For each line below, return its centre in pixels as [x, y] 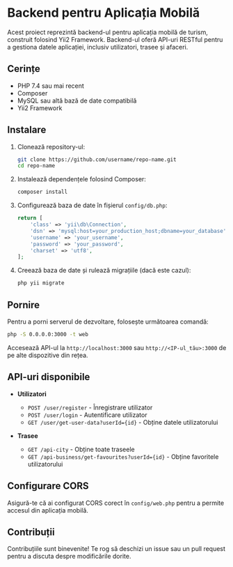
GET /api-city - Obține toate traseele [81, 449]
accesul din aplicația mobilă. [48, 510]
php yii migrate [41, 283]
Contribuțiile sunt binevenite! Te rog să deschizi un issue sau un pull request [116, 549]
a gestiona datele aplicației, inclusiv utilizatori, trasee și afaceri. [98, 47]
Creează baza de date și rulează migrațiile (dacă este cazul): [104, 271]
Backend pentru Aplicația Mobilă [104, 13]
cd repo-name [36, 166]
